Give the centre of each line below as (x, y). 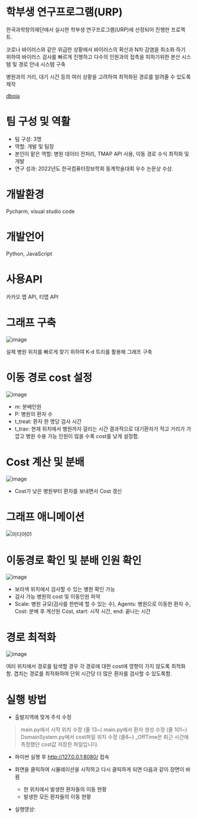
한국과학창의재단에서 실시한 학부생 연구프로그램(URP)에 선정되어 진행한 (88, 29)
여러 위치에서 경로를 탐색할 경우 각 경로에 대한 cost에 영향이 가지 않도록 (88, 666)
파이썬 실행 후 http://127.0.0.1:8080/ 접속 (62, 757)
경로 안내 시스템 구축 (42, 64)
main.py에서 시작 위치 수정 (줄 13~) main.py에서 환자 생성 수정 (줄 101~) (104, 730)
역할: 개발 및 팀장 (34, 146)
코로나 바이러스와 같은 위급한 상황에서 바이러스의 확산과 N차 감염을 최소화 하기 (96, 49)
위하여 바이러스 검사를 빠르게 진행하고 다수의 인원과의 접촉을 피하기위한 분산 (93, 57)
